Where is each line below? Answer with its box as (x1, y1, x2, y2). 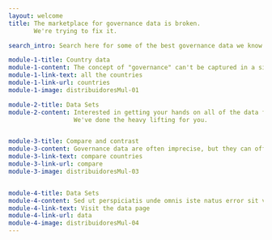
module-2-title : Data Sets (8, 100, 100, 109)
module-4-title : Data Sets (8, 189, 100, 197)
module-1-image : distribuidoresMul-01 (8, 86, 139, 94)
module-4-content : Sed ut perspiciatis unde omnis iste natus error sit (8, 196, 259, 204)
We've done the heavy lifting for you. (73, 116, 208, 124)
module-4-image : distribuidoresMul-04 (8, 219, 139, 227)
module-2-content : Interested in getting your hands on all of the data (8, 108, 259, 116)
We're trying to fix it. (33, 27, 117, 35)
